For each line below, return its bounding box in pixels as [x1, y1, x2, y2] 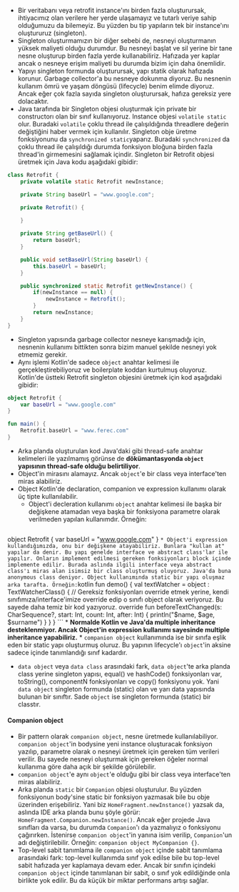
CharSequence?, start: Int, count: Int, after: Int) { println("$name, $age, [7, 610, 215, 619]
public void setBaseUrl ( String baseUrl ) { [20, 256, 148, 263]
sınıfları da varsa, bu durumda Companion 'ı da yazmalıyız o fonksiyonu [17, 823, 221, 832]
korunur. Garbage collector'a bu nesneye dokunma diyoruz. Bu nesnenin [17, 74, 232, 83]
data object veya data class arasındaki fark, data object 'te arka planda [17, 662, 230, 670]
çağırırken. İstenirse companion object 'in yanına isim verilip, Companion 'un [17, 831, 233, 839]
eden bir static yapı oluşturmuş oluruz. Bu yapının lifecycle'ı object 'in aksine [7, 640, 231, 649]
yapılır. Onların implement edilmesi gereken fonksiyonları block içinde [7, 554, 232, 562]
